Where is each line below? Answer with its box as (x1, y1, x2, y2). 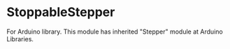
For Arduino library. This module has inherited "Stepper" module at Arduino (6, 27, 223, 36)
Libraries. (6, 34, 34, 43)
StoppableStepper (6, 4, 115, 20)
